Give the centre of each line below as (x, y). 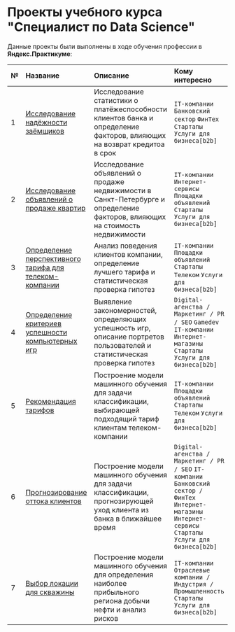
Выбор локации (52, 583)
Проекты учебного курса (85, 12)
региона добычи (122, 601)
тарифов (40, 410)
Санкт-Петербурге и (130, 199)
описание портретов (129, 337)
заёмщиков (45, 131)
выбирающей (117, 410)
